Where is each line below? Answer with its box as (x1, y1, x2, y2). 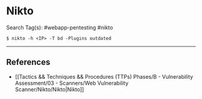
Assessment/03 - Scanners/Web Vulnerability (14, 79, 129, 86)
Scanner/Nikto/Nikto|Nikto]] (14, 85, 84, 93)
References (6, 57, 50, 67)
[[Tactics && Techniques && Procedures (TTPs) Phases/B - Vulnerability (14, 73, 194, 80)
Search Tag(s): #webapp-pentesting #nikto (6, 24, 113, 31)
